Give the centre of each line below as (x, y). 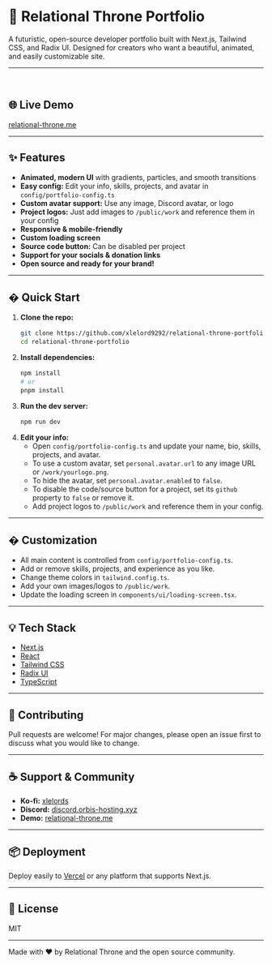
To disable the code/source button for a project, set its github (135, 489)
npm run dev (40, 422)
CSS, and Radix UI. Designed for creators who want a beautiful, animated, (132, 47)
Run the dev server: (54, 405)
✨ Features (37, 158)
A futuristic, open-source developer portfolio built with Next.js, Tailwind (127, 39)
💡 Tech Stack (42, 628)
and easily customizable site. (57, 56)
